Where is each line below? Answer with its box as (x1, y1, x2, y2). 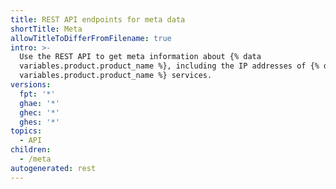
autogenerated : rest (10, 163, 97, 173)
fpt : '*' (19, 89, 56, 99)
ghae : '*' (19, 98, 60, 108)
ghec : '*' (19, 107, 60, 118)
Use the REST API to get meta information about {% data (19, 52, 262, 62)
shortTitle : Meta (10, 24, 83, 34)
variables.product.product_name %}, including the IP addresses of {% (19, 61, 320, 71)
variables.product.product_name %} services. (19, 71, 213, 81)
